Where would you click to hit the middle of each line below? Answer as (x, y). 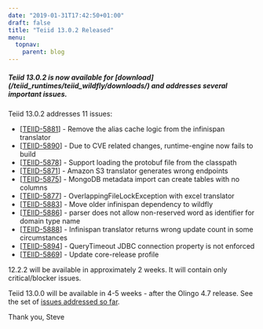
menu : (17, 37)
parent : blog (44, 52)
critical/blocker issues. (45, 278)
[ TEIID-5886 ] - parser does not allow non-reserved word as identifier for (137, 213)
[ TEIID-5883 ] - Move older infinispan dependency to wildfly (116, 204)
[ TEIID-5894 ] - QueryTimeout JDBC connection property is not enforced (137, 246)
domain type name (50, 220)
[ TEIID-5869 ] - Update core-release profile (89, 254)
